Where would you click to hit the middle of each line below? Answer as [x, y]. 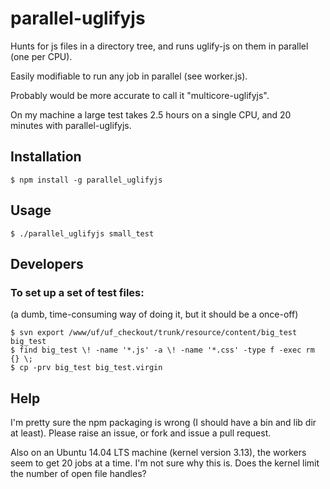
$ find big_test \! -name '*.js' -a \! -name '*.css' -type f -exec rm [162, 350]
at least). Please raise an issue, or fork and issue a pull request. [141, 433]
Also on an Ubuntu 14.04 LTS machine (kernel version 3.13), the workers [158, 453]
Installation [46, 157]
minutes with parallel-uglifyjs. [71, 125]
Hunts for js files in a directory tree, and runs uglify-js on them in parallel [159, 46]
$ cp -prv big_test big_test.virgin [86, 368]
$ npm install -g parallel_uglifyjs [86, 180]
